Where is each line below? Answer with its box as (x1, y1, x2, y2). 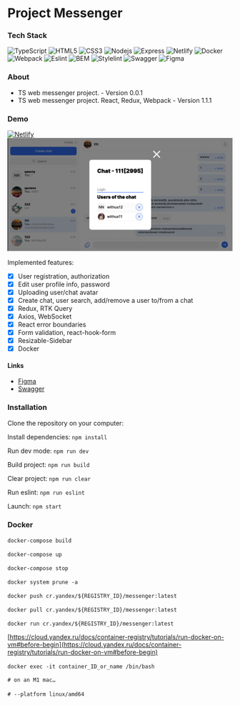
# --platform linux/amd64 (7, 691, 84, 698)
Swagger (17, 384, 45, 394)
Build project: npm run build (7, 460, 90, 469)
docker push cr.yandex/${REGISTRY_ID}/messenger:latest (7, 592, 177, 599)
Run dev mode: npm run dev (7, 446, 89, 455)
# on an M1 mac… (7, 676, 56, 684)
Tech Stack (7, 31, 48, 41)
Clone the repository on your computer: (7, 419, 124, 427)
